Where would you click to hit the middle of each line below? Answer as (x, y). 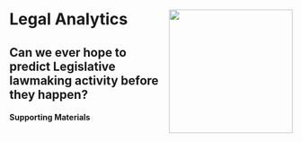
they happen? (49, 94)
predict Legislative (62, 66)
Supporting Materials (50, 118)
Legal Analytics (69, 19)
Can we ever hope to (68, 53)
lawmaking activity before (84, 80)
